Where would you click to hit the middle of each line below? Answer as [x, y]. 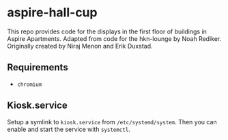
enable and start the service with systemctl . [69, 129]
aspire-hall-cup [52, 13]
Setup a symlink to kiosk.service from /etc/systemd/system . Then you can [112, 122]
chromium [29, 84]
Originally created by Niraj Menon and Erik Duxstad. [80, 46]
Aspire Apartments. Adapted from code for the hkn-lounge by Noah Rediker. [114, 38]
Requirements [38, 67]
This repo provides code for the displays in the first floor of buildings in [107, 31]
